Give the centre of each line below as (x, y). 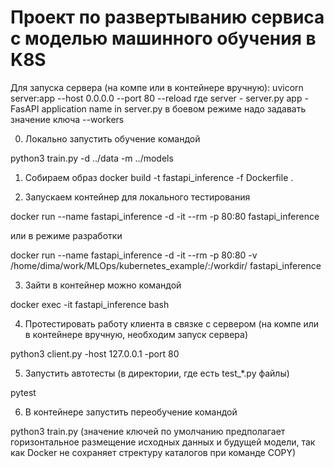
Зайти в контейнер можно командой (103, 285)
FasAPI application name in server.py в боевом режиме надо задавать (158, 108)
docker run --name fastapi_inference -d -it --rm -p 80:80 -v (134, 255)
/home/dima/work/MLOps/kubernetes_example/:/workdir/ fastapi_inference (166, 265)
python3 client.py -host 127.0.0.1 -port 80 (95, 353)
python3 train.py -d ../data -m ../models (92, 158)
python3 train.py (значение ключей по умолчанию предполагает (148, 431)
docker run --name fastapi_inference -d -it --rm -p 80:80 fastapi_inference (165, 216)
